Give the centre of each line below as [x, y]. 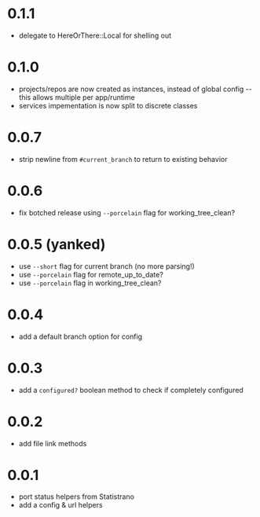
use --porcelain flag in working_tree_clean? [90, 283]
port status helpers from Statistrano [77, 497]
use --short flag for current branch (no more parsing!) [107, 266]
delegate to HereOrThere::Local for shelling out [95, 35]
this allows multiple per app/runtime [77, 97]
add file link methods [53, 443]
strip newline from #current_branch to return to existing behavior [123, 159]
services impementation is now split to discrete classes [108, 105]
